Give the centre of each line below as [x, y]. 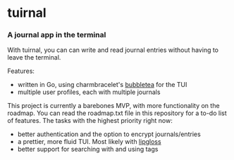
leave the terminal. [34, 58]
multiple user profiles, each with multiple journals [89, 92]
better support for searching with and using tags [88, 149]
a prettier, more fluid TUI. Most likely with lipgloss [89, 142]
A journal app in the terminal [57, 35]
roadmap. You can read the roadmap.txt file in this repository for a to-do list [117, 113]
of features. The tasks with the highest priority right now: [90, 121]
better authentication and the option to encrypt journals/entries [109, 134]
